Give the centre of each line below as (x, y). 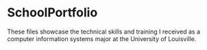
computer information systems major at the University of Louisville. (102, 38)
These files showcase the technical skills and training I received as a (104, 32)
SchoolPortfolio (52, 13)
